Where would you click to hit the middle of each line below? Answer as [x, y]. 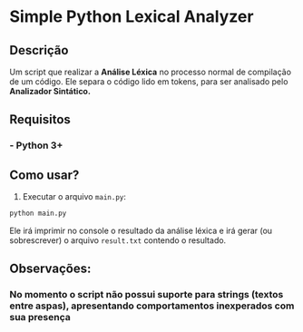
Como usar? [44, 175]
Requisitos [40, 120]
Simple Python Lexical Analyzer [132, 17]
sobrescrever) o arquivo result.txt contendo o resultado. [118, 240]
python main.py [38, 214]
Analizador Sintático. [50, 91]
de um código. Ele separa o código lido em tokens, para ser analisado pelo [149, 82]
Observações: [50, 269]
